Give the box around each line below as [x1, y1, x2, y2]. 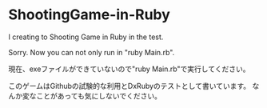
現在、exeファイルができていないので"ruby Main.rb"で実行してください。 [8, 64, 250, 74]
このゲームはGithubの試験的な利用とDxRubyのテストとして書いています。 [8, 81, 251, 90]
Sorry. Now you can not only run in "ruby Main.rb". [8, 47, 175, 57]
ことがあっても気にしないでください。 [35, 90, 162, 101]
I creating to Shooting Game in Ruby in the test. [8, 32, 164, 42]
